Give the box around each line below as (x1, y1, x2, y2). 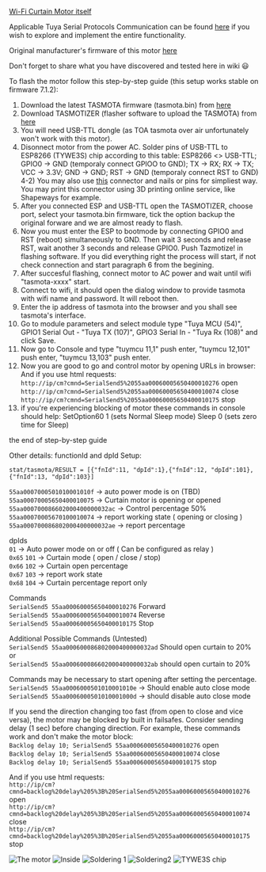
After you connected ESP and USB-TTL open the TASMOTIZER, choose (20, 201, 253, 211)
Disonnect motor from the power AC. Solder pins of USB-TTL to (20, 143, 228, 151)
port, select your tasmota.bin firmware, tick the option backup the (20, 210, 236, 219)
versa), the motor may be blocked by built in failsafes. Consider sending (9, 715, 244, 724)
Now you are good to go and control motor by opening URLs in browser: (20, 361, 256, 371)
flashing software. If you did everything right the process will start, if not (20, 252, 256, 261)
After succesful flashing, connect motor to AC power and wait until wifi (20, 268, 252, 278)
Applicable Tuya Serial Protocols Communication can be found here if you (9, 22, 250, 31)
